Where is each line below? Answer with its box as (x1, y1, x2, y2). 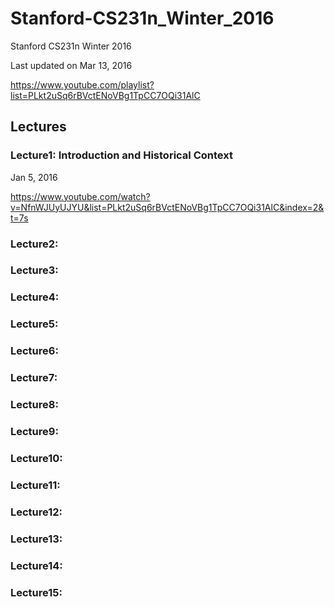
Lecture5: (10, 317, 59, 331)
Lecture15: (10, 585, 63, 599)
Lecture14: (10, 558, 63, 572)
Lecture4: (10, 290, 60, 304)
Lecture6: (10, 344, 59, 358)
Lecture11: (10, 478, 61, 492)
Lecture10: (10, 451, 63, 465)
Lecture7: (10, 371, 58, 385)
